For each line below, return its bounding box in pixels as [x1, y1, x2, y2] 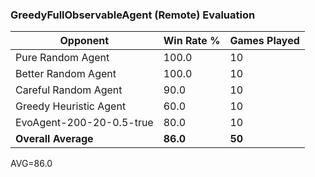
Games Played [229, 34, 300, 48]
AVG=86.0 [10, 158, 53, 170]
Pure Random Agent [15, 51, 110, 65]
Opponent [59, 34, 110, 48]
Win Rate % [163, 34, 221, 48]
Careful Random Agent [15, 83, 123, 97]
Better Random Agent [15, 67, 117, 81]
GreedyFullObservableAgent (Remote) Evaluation [10, 8, 256, 22]
